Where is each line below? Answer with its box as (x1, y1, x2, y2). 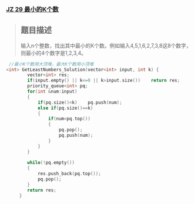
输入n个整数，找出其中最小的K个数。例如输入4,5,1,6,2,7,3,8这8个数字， (20, 42, 192, 49)
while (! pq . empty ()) (27, 160, 75, 166)
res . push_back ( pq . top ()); (37, 171, 101, 177)
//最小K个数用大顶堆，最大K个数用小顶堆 (8, 61, 94, 67)
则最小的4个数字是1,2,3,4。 (20, 49, 87, 57)
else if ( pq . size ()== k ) (37, 105, 93, 111)
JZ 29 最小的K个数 (6, 5, 59, 13)
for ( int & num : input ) (27, 88, 78, 95)
